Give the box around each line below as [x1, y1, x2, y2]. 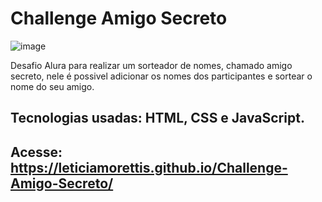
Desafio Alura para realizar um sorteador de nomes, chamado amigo [10, 59, 293, 71]
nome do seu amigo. [10, 80, 95, 92]
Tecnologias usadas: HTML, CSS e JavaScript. [10, 110, 305, 127]
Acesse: [10, 143, 63, 161]
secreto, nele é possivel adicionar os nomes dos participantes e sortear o [10, 70, 313, 82]
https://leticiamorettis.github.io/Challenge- [10, 159, 288, 176]
